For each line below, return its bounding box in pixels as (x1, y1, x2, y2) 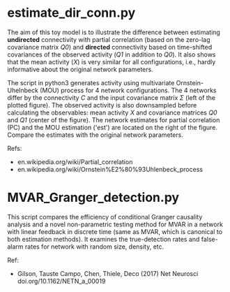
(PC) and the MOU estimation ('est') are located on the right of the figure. (7, 123, 218, 131)
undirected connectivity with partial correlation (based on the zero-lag (7, 35, 210, 43)
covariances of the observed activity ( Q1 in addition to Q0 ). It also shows (7, 50, 216, 59)
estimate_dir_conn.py (7, 5, 136, 21)
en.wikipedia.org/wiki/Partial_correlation (17, 157, 133, 166)
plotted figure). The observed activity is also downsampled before (7, 101, 197, 109)
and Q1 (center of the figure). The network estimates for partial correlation (7, 115, 220, 124)
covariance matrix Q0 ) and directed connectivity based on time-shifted (7, 43, 213, 51)
